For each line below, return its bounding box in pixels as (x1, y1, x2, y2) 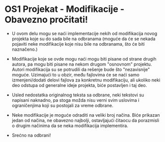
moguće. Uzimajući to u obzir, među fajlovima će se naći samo (11, 71, 140, 77)
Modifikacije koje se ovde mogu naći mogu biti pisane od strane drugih (11, 56, 157, 62)
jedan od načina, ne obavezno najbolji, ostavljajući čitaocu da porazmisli (11, 117, 160, 123)
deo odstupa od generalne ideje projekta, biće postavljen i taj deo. (11, 82, 147, 88)
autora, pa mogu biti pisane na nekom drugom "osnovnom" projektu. (11, 61, 152, 67)
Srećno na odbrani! (11, 132, 52, 138)
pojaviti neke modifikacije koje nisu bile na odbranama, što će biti (11, 41, 145, 47)
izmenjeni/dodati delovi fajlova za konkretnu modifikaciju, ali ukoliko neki (11, 77, 161, 83)
